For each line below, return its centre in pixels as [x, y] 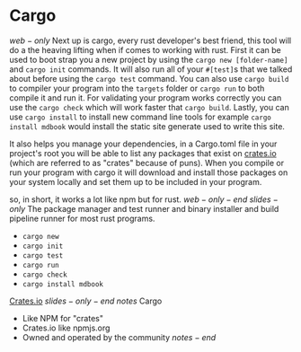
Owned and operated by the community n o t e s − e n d [119, 337]
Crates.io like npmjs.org [66, 328]
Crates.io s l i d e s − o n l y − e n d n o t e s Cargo [86, 301]
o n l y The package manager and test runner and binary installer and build [144, 208]
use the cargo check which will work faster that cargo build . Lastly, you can [149, 107]
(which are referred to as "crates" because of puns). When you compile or [147, 163]
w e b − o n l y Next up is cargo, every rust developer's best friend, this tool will [150, 40]
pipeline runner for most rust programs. [82, 218]
